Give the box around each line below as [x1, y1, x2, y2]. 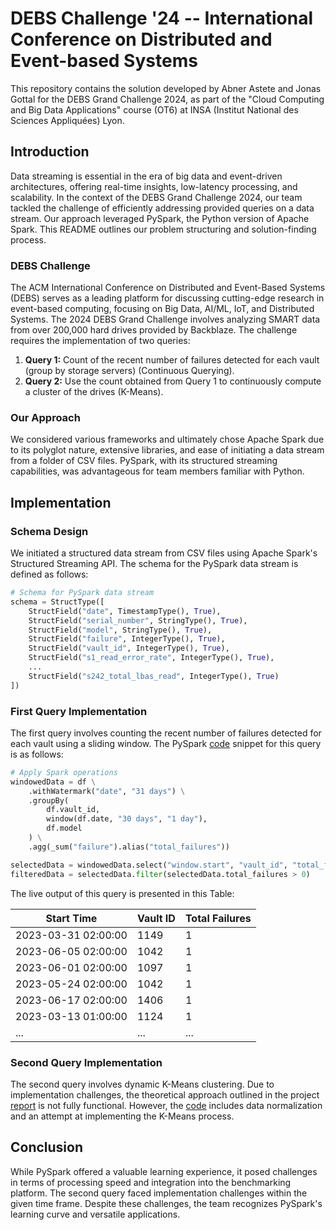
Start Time [45, 911, 98, 925]
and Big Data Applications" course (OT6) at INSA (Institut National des [10, 103, 299, 116]
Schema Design [10, 524, 89, 538]
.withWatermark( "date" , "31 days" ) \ [28, 786, 186, 796]
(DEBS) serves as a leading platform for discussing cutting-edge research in [10, 292, 325, 304]
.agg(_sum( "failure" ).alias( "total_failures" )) [28, 842, 230, 852]
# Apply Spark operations [10, 767, 118, 777]
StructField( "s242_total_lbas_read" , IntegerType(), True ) [28, 671, 280, 681]
